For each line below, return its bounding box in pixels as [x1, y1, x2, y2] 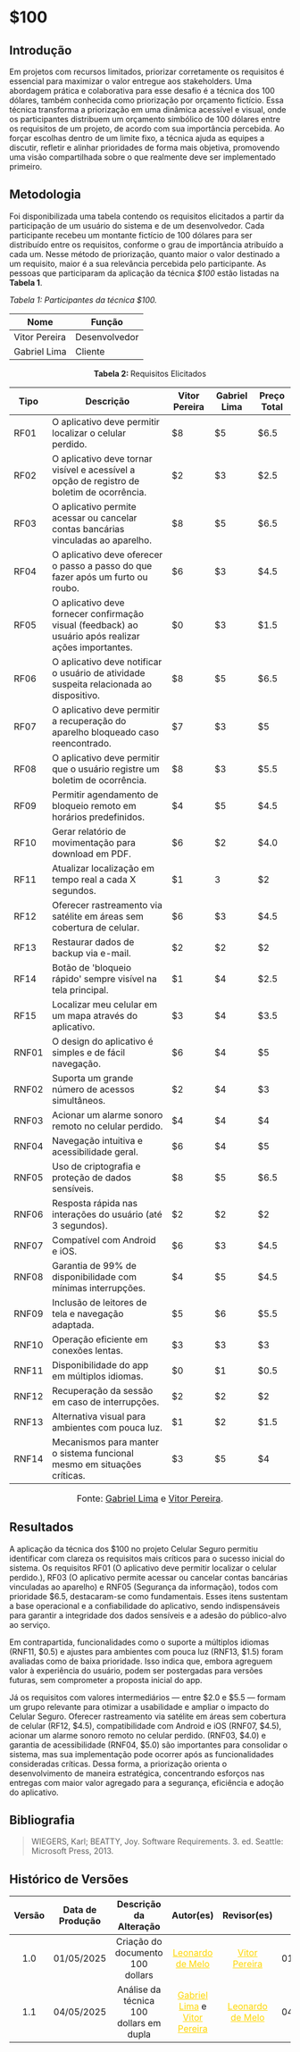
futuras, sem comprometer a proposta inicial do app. [9, 1674, 203, 1685]
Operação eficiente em [52, 1333, 149, 1346]
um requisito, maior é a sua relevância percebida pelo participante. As [9, 258, 267, 269]
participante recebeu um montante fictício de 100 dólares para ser [9, 229, 253, 240]
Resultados [9, 1520, 74, 1535]
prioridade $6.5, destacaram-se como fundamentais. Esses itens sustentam [9, 1590, 288, 1601]
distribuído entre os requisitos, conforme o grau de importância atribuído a [9, 239, 284, 250]
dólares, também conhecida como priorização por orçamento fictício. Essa [9, 95, 284, 105]
